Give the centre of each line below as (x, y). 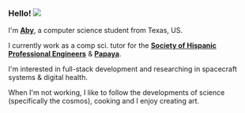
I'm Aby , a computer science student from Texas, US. (96, 31)
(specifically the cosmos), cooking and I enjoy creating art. (104, 101)
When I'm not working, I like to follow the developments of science (117, 93)
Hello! (20, 13)
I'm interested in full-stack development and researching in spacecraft (122, 69)
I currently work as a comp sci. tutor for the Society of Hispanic (113, 46)
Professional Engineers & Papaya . (65, 54)
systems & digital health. (48, 78)
